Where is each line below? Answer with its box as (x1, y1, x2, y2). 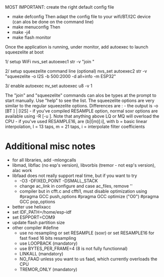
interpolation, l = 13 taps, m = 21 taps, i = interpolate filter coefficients (5, 124, 145, 129)
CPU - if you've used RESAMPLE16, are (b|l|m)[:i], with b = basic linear (5, 119, 148, 124)
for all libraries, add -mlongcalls (12, 157, 77, 163)
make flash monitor (12, 34, 51, 40)
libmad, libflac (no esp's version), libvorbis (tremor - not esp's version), (12, 162, 156, 168)
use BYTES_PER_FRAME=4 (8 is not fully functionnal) (19, 245, 128, 252)
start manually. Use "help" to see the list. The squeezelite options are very (5, 98, 155, 103)
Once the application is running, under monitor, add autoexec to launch (5, 44, 148, 50)
